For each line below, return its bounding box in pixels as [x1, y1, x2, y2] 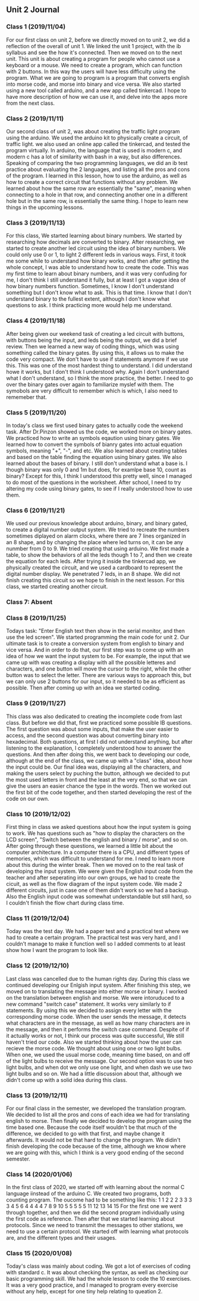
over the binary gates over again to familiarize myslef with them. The [6, 380, 174, 388]
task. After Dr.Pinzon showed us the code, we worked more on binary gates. [6, 428, 193, 435]
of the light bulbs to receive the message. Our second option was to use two [6, 1057, 193, 1065]
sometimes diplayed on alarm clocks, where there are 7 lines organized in [6, 532, 187, 539]
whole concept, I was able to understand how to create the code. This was [6, 264, 189, 271]
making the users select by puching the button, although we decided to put [6, 769, 190, 776]
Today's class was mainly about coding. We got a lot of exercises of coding [6, 1262, 191, 1270]
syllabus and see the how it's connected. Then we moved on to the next [6, 49, 182, 56]
